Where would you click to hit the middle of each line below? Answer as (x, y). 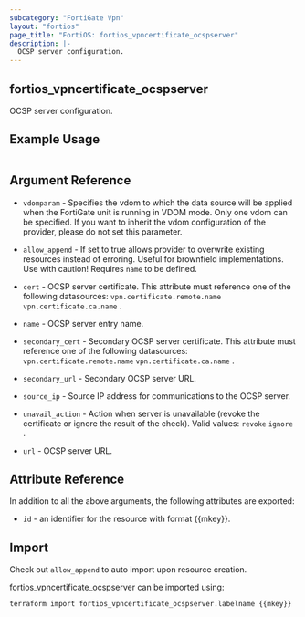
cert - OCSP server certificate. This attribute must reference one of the (157, 286)
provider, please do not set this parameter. (102, 231)
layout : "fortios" (44, 26)
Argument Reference (70, 180)
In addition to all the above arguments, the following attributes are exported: (152, 501)
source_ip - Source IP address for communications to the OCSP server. (156, 396)
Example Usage (55, 139)
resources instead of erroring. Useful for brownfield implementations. (153, 259)
